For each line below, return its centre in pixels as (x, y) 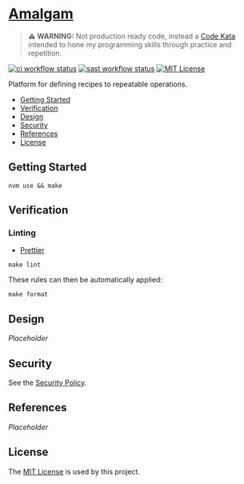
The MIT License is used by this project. (74, 471)
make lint (25, 265)
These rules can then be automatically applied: (85, 280)
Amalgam (41, 14)
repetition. (45, 53)
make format (28, 294)
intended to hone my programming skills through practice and (130, 44)
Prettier (32, 250)
